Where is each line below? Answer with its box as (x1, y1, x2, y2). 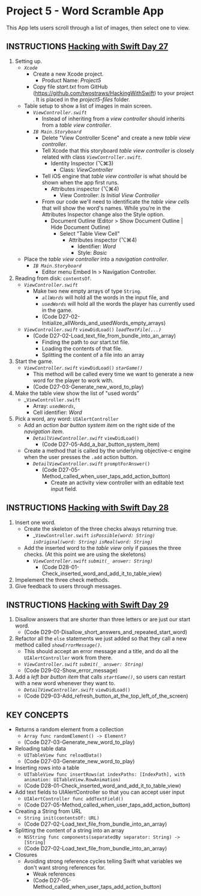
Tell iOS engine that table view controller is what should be (41, 172, 187, 180)
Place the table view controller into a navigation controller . (23, 255, 169, 263)
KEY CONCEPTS (6, 710, 69, 720)
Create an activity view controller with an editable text (50, 479, 184, 486)
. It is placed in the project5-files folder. (32, 96, 130, 103)
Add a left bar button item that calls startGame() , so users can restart (14, 673, 186, 680)
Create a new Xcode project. (32, 70, 104, 78)
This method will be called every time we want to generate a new (32, 370, 194, 377)
